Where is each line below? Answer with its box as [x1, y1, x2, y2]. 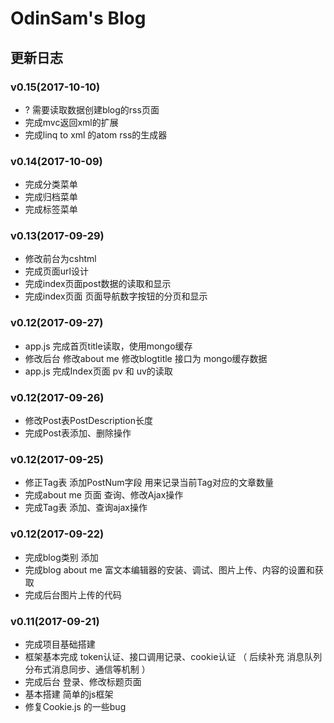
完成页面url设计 [24, 265, 89, 277]
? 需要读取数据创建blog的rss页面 [24, 103, 160, 116]
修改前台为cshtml [24, 253, 97, 265]
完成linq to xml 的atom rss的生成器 [24, 128, 168, 141]
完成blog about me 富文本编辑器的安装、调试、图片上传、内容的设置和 [24, 563, 315, 576]
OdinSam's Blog [10, 7, 147, 30]
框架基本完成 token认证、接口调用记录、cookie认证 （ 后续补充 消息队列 [24, 650, 323, 662]
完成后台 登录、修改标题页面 [24, 675, 142, 687]
